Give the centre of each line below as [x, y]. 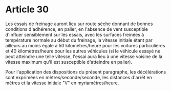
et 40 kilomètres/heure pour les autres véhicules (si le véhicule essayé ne [83, 51]
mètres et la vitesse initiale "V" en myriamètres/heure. [62, 83]
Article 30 [27, 10]
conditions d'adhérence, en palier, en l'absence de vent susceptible [77, 29]
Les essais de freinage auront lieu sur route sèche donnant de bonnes [79, 24]
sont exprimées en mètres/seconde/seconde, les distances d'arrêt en [79, 77]
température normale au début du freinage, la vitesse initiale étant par [79, 40]
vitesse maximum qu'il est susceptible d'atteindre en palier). [69, 62]
